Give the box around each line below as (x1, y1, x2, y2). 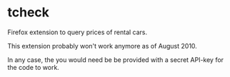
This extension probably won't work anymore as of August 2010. (7, 41, 198, 50)
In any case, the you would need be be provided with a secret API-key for (7, 55, 224, 64)
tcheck (7, 4, 50, 21)
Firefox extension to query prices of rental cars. (7, 28, 148, 36)
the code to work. (7, 63, 59, 71)
